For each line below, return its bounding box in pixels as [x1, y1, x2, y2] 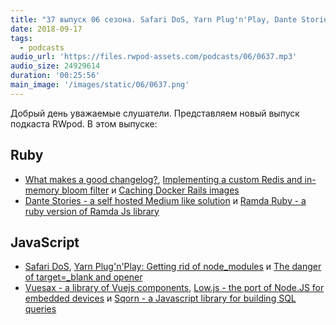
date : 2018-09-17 [10, 24, 83, 34]
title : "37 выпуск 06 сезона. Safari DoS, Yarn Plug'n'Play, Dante [10, 14, 298, 25]
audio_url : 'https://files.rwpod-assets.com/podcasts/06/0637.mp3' [10, 52, 298, 62]
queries [24, 303, 57, 315]
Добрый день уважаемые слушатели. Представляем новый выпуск [10, 107, 300, 119]
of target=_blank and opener [24, 271, 143, 283]
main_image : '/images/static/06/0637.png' [10, 80, 190, 90]
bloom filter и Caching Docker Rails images [61, 184, 240, 196]
